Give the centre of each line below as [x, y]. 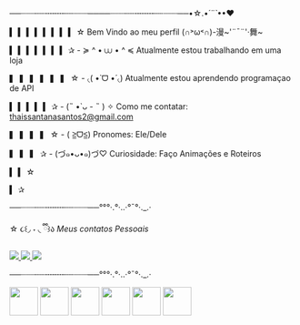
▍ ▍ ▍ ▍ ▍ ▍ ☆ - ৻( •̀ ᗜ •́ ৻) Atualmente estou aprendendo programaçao [150, 78]
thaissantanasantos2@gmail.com [71, 117]
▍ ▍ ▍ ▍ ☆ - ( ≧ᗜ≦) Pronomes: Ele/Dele [88, 134]
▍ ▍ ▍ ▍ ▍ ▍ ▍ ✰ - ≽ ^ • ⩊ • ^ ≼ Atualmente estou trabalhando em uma [145, 50]
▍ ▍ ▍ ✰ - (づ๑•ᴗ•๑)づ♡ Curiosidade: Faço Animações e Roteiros [135, 153]
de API [22, 88]
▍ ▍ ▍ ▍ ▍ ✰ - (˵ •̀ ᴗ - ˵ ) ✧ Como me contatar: [99, 107]
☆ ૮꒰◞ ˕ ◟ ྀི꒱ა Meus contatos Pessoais [79, 229]
